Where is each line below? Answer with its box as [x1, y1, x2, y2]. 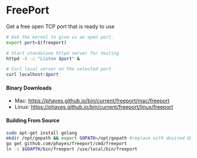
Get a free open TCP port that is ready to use [6, 23, 115, 30]
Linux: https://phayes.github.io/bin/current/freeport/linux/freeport [14, 104, 174, 111]
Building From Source [6, 116, 60, 123]
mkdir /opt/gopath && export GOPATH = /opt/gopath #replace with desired [6, 135, 185, 141]
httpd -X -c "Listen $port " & [6, 56, 80, 61]
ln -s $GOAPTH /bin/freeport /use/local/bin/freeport [6, 146, 138, 152]
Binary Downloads [6, 84, 52, 91]
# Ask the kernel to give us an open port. [6, 34, 114, 40]
